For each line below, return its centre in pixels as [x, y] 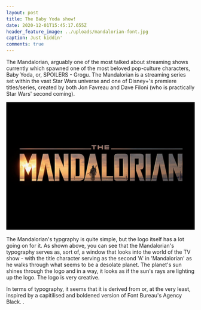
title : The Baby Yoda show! [41, 19]
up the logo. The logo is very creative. [53, 277]
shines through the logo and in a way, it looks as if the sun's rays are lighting [100, 271]
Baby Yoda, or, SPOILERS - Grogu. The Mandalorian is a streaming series [96, 75]
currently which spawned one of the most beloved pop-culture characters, [98, 68]
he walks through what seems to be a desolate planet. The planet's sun [94, 265]
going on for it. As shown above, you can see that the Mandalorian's [90, 245]
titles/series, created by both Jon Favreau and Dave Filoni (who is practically [100, 87]
